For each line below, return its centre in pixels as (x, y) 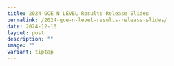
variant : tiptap (30, 52)
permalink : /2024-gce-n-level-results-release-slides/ (87, 20)
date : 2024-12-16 (32, 26)
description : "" (30, 39)
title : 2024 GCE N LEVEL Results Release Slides (78, 13)
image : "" (21, 45)
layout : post (26, 33)
